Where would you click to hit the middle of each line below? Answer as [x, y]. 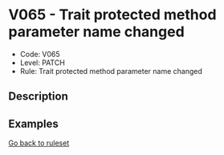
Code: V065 [40, 54]
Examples [33, 123]
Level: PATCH [43, 63]
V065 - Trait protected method [112, 15]
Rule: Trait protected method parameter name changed [111, 71]
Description [38, 97]
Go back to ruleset [39, 143]
